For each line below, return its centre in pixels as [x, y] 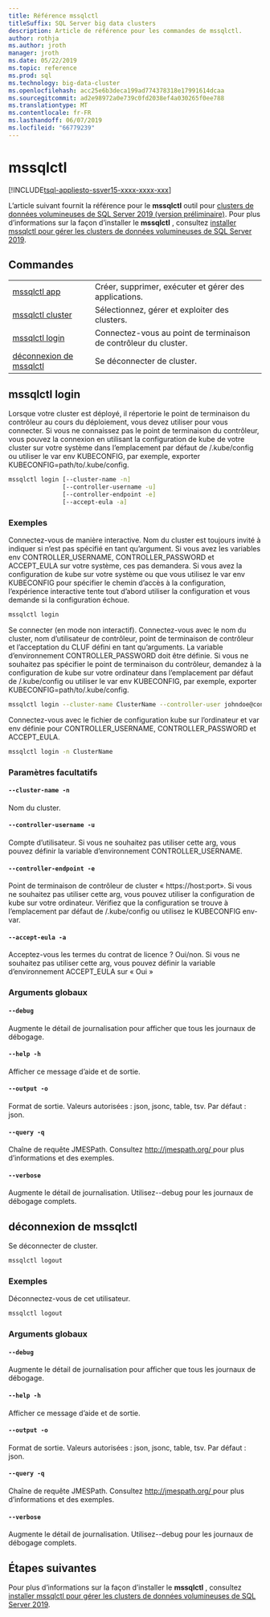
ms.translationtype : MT [48, 105]
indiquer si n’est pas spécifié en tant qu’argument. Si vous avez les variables [135, 549]
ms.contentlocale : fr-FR [50, 113]
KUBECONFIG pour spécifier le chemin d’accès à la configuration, [117, 583]
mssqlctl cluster [42, 314]
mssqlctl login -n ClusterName [61, 751]
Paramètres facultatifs [53, 772]
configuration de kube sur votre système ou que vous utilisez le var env [127, 575]
